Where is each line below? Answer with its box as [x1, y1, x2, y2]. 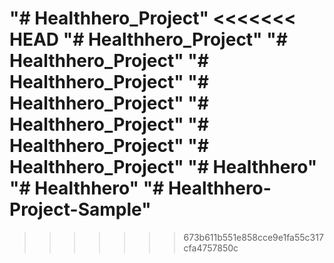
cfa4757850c [183, 242, 239, 254]
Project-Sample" [9, 198, 152, 221]
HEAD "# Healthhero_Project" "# [9, 28, 288, 51]
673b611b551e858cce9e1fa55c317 [183, 231, 324, 243]
